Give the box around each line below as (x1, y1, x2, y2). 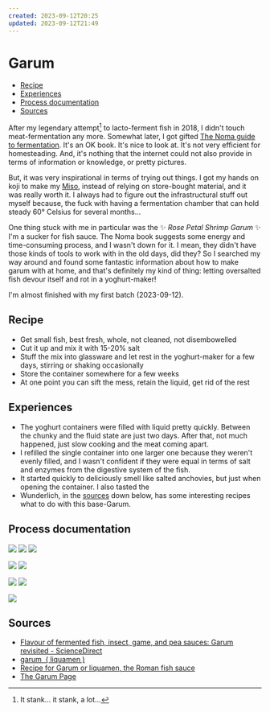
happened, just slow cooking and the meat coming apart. (19, 439, 209, 449)
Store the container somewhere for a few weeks (19, 368, 179, 378)
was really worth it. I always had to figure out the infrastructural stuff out (8, 190, 247, 200)
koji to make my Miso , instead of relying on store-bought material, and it (8, 182, 247, 191)
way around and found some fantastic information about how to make (8, 257, 239, 267)
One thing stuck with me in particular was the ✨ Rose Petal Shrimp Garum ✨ (8, 223, 261, 233)
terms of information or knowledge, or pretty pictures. (8, 158, 187, 167)
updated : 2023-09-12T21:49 (8, 19, 99, 27)
